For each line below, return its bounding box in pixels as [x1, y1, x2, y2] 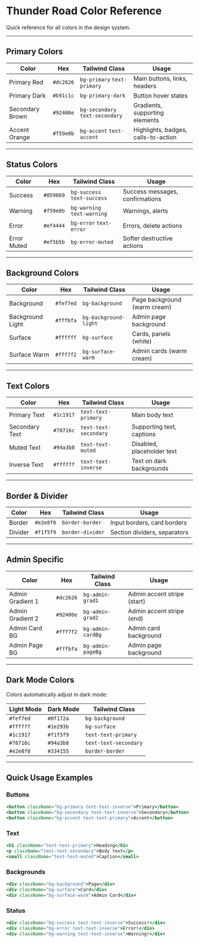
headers [133, 81, 157, 90]
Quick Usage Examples [6, 773, 94, 783]
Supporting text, [131, 423, 176, 431]
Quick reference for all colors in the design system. [6, 24, 131, 31]
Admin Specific [6, 555, 64, 565]
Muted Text [9, 444, 41, 452]
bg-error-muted [70, 238, 114, 245]
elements [133, 116, 159, 124]
